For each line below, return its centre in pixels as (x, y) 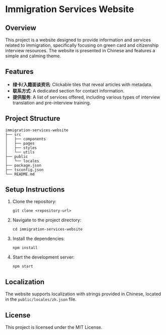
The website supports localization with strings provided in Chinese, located (83, 294)
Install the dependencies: (39, 239)
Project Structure (33, 118)
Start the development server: (44, 257)
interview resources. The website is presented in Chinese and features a (80, 51)
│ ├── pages (20, 143)
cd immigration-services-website (48, 229)
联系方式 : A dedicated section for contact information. (68, 91)
